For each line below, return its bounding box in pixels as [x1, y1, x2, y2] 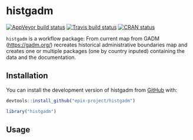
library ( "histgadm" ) [6, 108, 57, 114]
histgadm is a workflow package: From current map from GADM [6, 35, 160, 42]
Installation [6, 71, 48, 81]
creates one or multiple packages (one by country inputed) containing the [6, 47, 185, 54]
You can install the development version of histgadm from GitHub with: [6, 86, 178, 94]
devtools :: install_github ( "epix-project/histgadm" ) [6, 98, 135, 104]
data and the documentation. [6, 54, 76, 61]
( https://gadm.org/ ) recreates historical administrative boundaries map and [6, 41, 188, 48]
